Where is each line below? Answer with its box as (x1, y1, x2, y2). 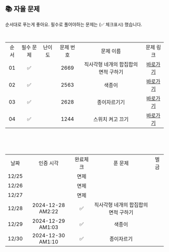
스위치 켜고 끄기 (93, 116, 129, 123)
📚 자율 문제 (5, 5, 40, 14)
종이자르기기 (97, 98, 125, 106)
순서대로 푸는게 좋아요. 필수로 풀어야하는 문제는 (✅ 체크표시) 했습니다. (5, 21, 142, 27)
